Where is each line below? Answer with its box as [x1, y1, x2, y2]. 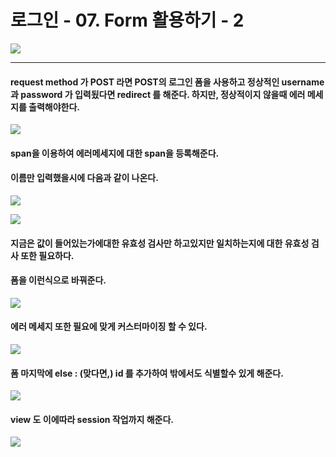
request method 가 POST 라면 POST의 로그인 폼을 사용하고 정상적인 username [10, 76, 325, 88]
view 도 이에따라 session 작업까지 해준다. [10, 413, 175, 425]
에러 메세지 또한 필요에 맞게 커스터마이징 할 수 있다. [10, 321, 208, 333]
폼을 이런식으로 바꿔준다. [10, 274, 107, 286]
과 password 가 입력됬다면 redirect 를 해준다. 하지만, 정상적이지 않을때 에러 [10, 88, 306, 100]
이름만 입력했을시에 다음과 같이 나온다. [10, 172, 159, 184]
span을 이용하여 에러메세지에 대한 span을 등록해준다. [10, 147, 220, 159]
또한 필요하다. [20, 249, 75, 261]
